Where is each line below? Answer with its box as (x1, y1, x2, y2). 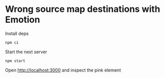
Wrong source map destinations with (5, 3, 161, 15)
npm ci (5, 40, 19, 45)
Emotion (5, 14, 41, 25)
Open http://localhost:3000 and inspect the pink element (5, 67, 121, 73)
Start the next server (5, 49, 48, 55)
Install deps (5, 30, 29, 36)
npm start (5, 58, 26, 63)
